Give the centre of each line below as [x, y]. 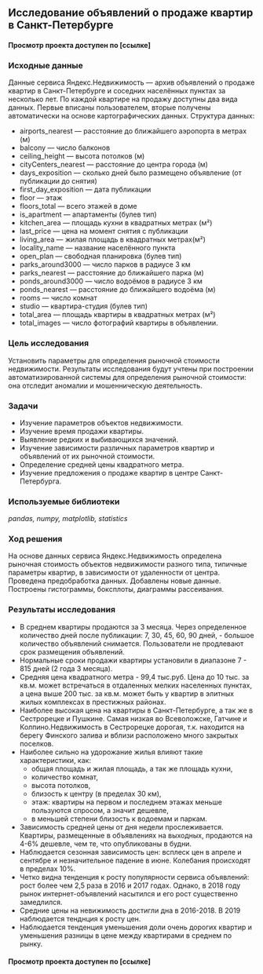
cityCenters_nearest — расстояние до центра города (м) [113, 165]
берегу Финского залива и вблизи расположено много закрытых [129, 735]
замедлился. [41, 902]
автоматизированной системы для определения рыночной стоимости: [128, 377]
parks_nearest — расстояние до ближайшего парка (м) [111, 273]
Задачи [23, 406]
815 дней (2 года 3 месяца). [66, 668]
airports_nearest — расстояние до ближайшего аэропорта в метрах [133, 131]
